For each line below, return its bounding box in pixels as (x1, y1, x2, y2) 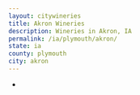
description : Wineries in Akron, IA (8, 27, 132, 35)
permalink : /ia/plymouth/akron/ (8, 34, 117, 43)
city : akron (8, 58, 49, 66)
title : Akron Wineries (8, 19, 85, 28)
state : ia (8, 42, 42, 50)
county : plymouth (8, 50, 67, 58)
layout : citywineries (8, 11, 82, 20)
